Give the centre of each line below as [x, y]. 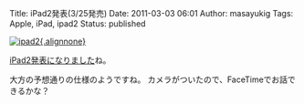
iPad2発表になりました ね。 [60, 60]
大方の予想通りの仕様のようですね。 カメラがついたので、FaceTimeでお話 [149, 79]
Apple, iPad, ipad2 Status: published [78, 24]
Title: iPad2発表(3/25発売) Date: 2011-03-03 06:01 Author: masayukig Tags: [152, 13]
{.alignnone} [63, 41]
